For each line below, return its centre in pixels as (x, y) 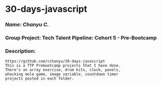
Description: (20, 51)
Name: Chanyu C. (27, 25)
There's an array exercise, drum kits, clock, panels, (63, 70)
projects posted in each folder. (40, 79)
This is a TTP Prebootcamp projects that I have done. (63, 66)
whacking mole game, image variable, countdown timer (62, 74)
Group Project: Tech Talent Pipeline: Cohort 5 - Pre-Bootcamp (81, 38)
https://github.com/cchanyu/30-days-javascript (55, 61)
